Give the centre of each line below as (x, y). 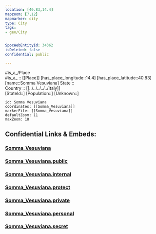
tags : (10, 28)
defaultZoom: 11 (21, 115)
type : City (16, 23)
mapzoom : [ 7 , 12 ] (21, 14)
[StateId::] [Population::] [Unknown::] (42, 93)
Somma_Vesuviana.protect (38, 187)
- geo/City (16, 32)
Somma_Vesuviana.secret (37, 226)
